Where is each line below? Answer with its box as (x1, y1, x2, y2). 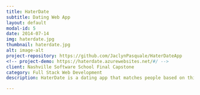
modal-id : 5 (6, 25, 36, 31)
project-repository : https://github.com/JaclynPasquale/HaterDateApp (6, 53, 183, 59)
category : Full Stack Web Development (6, 69, 102, 75)
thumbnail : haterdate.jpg (6, 42, 70, 48)
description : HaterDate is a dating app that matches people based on (6, 75, 185, 81)
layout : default (6, 20, 46, 26)
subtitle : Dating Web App (6, 14, 70, 20)
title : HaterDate (6, 8, 49, 15)
